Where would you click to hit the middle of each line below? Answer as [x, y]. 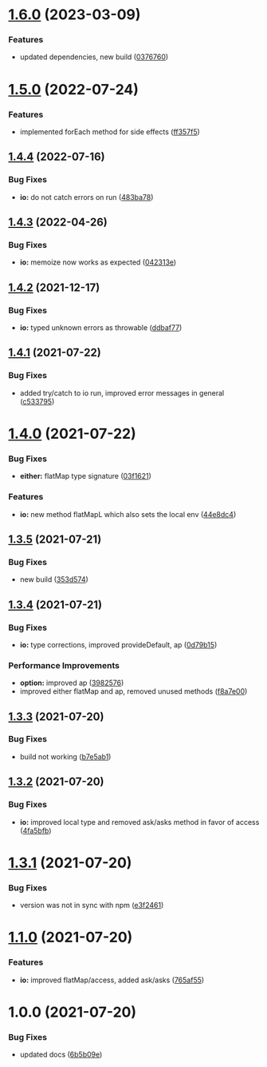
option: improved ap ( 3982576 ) [72, 683]
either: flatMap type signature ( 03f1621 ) [85, 476]
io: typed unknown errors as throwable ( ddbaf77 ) [101, 328]
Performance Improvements [64, 665]
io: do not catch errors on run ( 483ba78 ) [86, 197]
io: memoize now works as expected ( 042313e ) [98, 262]
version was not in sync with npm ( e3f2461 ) [92, 906]
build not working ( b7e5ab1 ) [65, 756]
